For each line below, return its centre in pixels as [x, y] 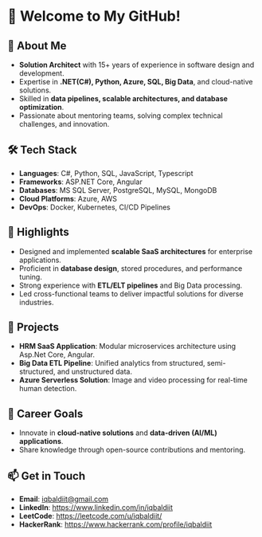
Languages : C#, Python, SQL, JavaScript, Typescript [106, 173]
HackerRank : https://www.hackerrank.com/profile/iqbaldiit [115, 524]
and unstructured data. [95, 372]
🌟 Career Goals [45, 414]
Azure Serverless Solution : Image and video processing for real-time [133, 380]
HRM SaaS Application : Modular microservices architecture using [127, 347]
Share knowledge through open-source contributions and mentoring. [132, 450]
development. [41, 73]
